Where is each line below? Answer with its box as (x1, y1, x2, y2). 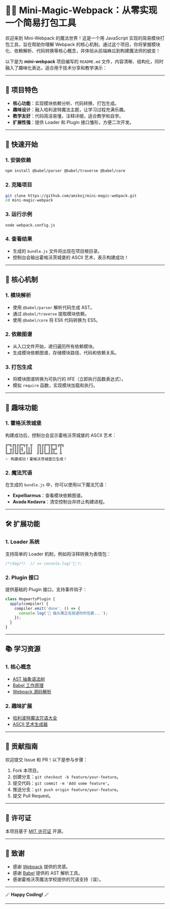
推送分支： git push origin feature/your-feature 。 (12, 786, 121, 793)
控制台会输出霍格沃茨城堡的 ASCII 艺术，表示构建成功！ (12, 254, 129, 260)
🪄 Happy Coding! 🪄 (5, 891, 49, 897)
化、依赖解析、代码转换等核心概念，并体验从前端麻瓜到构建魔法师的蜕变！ (5, 48, 160, 54)
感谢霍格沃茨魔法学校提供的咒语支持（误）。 (12, 876, 104, 882)
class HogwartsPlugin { (5, 596, 56, 602)
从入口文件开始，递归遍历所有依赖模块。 (12, 343, 97, 349)
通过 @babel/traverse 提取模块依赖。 (12, 310, 90, 317)
